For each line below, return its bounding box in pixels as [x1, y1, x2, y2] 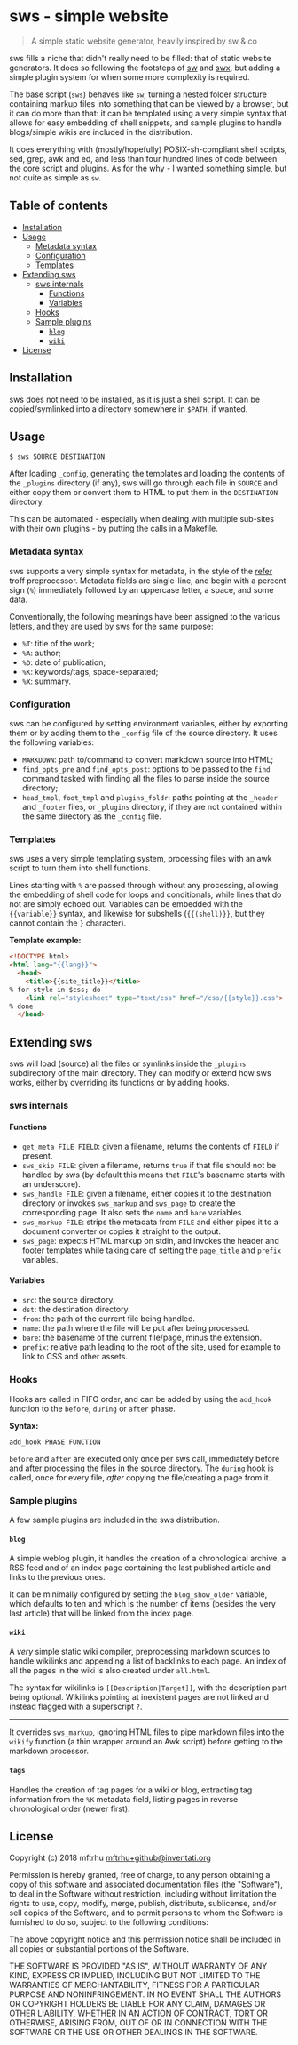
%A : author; [21, 647, 61, 658]
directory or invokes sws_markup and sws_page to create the [21, 1198, 236, 1208]
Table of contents [9, 198, 108, 213]
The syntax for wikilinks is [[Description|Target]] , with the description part [9, 1682, 287, 1693]
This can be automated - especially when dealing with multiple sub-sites [9, 514, 275, 525]
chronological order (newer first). [9, 1803, 130, 1814]
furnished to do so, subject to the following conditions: [9, 1917, 208, 1928]
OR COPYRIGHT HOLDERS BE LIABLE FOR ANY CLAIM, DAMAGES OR [9, 1999, 266, 2009]
